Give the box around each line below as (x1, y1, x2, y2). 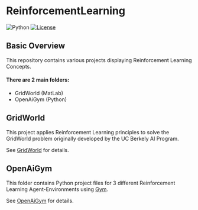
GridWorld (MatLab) (14, 89, 64, 96)
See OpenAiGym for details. (6, 197, 74, 204)
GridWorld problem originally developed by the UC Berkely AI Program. (6, 135, 179, 142)
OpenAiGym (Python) (14, 96, 67, 103)
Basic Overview (6, 41, 66, 51)
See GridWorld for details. (6, 146, 69, 153)
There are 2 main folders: (6, 76, 70, 83)
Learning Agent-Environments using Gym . (6, 185, 108, 193)
